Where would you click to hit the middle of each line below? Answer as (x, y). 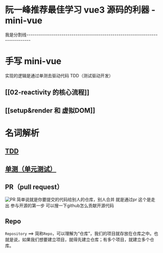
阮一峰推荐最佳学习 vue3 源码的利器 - (80, 10)
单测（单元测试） (31, 169)
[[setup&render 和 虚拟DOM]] (50, 110)
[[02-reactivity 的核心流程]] (47, 93)
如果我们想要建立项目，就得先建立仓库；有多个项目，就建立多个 (86, 240)
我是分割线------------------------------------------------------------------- (81, 34)
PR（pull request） (34, 187)
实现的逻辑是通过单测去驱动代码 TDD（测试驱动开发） (59, 75)
